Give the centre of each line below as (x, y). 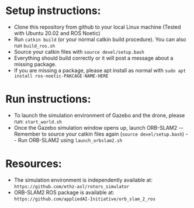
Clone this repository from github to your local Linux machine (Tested (98, 27)
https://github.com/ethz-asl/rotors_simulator (72, 186)
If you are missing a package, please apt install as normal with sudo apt (100, 70)
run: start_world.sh (38, 122)
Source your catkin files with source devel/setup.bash (79, 51)
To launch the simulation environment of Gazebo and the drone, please (99, 115)
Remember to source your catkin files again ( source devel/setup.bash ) (99, 134)
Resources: (34, 164)
